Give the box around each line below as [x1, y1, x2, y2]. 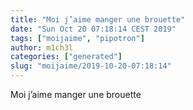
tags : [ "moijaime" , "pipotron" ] [10, 33, 145, 43]
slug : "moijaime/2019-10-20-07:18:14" [10, 61, 172, 71]
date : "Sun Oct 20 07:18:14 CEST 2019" [10, 24, 177, 34]
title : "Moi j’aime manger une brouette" [10, 14, 186, 25]
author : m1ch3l [10, 42, 74, 53]
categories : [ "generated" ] [10, 52, 123, 62]
